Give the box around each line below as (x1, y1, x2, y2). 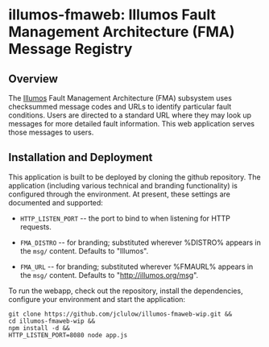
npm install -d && (8, 324, 70, 332)
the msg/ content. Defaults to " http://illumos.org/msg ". (19, 270, 199, 279)
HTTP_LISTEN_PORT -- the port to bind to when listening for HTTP (19, 213, 231, 223)
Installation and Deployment (8, 151, 153, 164)
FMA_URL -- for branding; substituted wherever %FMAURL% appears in (19, 262, 254, 271)
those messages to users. (8, 127, 94, 137)
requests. (19, 221, 52, 231)
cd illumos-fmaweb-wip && (8, 316, 95, 325)
